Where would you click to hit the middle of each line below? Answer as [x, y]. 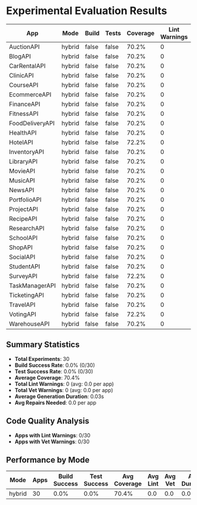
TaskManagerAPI [33, 285]
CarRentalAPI [27, 66]
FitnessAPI [24, 113]
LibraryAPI [23, 161]
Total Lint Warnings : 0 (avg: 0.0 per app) [64, 384]
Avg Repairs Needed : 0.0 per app [55, 402]
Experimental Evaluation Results [86, 11]
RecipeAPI [23, 219]
